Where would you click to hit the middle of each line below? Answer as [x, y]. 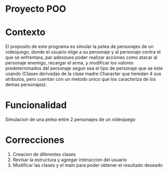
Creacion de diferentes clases [44, 154]
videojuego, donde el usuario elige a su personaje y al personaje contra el [83, 52]
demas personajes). [26, 84]
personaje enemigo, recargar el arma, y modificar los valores [69, 63]
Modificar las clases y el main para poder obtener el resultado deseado [88, 165]
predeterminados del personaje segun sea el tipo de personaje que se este [84, 68]
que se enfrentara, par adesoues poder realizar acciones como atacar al [81, 57]
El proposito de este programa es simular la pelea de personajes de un [80, 47]
